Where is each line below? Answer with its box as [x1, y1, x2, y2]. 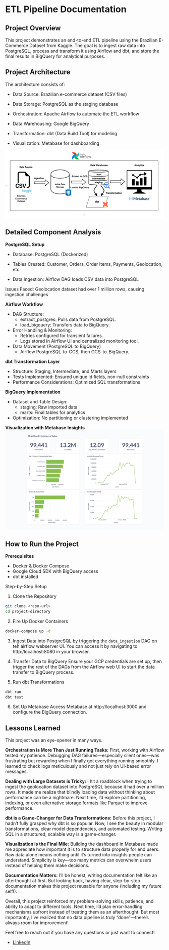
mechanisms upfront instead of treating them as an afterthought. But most [5, 909, 160, 915]
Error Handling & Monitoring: [12, 327, 72, 333]
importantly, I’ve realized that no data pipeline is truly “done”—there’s [5, 915, 149, 921]
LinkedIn [12, 939, 31, 945]
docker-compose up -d [5, 629, 51, 634]
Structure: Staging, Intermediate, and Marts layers [12, 368, 117, 374]
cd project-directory [5, 609, 51, 614]
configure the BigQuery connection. [12, 709, 87, 715]
